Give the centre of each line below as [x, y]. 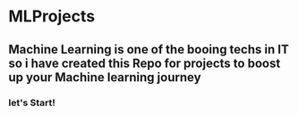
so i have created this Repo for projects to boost [145, 63]
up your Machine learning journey [105, 77]
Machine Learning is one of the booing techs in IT [149, 49]
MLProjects [52, 16]
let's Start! [32, 103]
